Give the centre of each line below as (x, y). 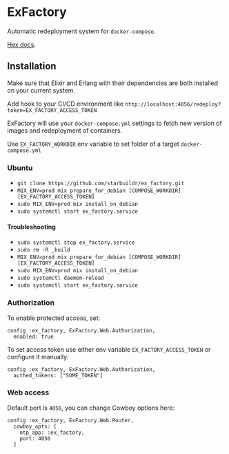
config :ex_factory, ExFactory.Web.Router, (71, 420)
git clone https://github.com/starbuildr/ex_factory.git (101, 184)
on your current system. (41, 90)
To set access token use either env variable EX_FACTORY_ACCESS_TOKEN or (109, 349)
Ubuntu (20, 168)
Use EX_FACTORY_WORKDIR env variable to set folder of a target (93, 144)
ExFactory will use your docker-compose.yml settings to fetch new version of (114, 123)
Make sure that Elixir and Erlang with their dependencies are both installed (113, 83)
